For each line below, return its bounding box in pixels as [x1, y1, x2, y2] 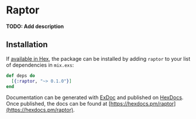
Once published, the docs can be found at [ [6, 100, 111, 107]
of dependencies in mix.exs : [6, 61, 74, 68]
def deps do [6, 72, 35, 79]
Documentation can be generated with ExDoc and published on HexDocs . [6, 94, 184, 101]
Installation [6, 40, 48, 50]
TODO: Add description [6, 23, 64, 30]
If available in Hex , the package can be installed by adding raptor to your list [6, 55, 191, 62]
